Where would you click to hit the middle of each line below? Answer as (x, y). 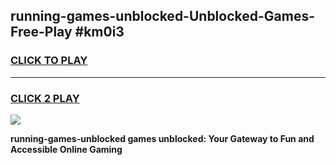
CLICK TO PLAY (49, 61)
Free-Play (41, 32)
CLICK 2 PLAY (45, 98)
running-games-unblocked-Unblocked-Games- (163, 16)
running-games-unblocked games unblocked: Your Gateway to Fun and (162, 138)
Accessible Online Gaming (66, 149)
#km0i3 (99, 32)
